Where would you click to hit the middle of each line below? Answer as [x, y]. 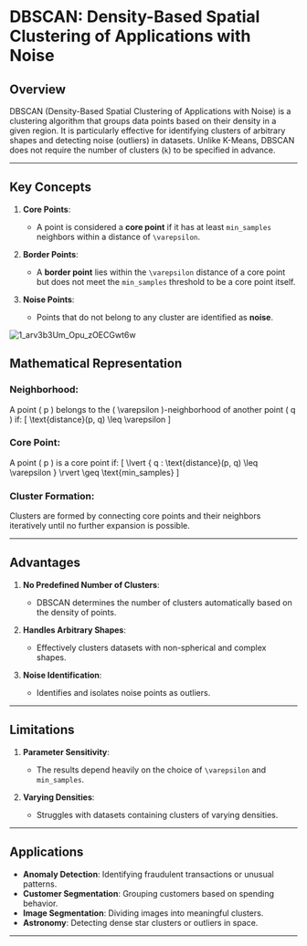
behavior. [40, 903]
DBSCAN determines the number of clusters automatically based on [164, 602]
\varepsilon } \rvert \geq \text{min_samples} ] [95, 472]
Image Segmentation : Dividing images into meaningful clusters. [143, 913]
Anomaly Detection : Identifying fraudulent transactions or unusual [148, 874]
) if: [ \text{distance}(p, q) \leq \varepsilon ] [90, 419]
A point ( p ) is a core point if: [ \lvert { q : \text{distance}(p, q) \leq [134, 462]
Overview [38, 89]
